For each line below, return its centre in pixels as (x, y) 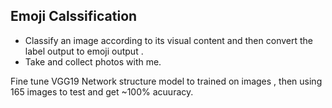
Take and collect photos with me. (93, 61)
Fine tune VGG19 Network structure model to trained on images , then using (166, 81)
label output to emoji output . (84, 51)
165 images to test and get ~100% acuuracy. (102, 91)
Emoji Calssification (74, 16)
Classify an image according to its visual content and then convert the (168, 40)
